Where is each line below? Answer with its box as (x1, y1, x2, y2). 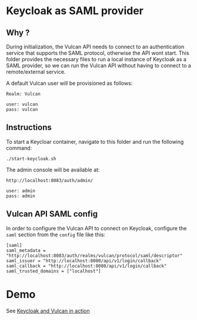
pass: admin (6, 193, 35, 199)
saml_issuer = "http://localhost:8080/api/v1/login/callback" (6, 258, 162, 263)
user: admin (6, 187, 35, 194)
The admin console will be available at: (6, 166, 100, 173)
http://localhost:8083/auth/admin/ (6, 177, 94, 183)
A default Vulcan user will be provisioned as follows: (6, 80, 133, 87)
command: (6, 144, 32, 151)
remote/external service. (6, 68, 66, 75)
